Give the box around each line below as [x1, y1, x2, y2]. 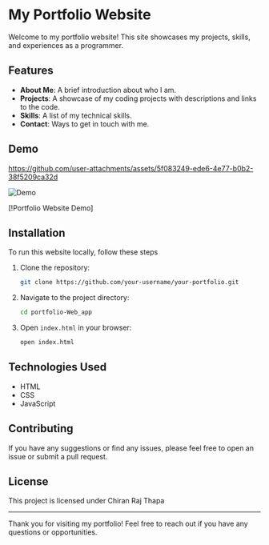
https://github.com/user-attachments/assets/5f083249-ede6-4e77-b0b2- [8, 163, 254, 173]
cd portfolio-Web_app [19, 308, 92, 317]
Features [8, 64, 54, 78]
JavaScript [19, 399, 56, 408]
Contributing [8, 422, 74, 435]
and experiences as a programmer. [8, 40, 124, 50]
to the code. [19, 102, 60, 111]
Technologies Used [8, 360, 106, 374]
